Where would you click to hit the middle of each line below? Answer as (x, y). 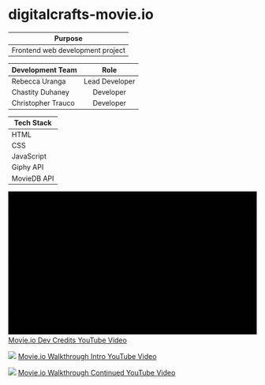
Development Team (44, 69)
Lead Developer (110, 81)
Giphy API (28, 167)
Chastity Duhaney (40, 92)
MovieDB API (33, 178)
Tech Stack (33, 123)
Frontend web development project (69, 50)
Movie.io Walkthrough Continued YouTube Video (97, 373)
